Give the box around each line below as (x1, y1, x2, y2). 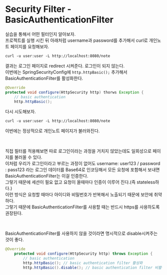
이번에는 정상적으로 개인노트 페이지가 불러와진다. (5, 128, 100, 134)
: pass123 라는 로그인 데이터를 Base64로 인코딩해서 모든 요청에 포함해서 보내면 (5, 167, 160, 173)
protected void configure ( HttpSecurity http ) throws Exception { (14, 251, 153, 257)
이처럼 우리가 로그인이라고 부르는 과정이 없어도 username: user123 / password (5, 161, 161, 167)
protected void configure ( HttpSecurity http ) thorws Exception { (5, 90, 144, 95)
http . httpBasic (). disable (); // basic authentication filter (23, 265, 153, 270)
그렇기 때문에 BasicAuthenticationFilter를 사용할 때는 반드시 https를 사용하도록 (5, 204, 160, 210)
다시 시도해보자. (5, 108, 36, 115)
